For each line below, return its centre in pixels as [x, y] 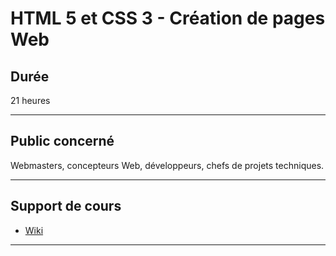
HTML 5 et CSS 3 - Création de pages [168, 18]
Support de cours [66, 206]
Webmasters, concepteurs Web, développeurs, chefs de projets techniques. [167, 165]
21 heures [30, 100]
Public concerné [62, 141]
